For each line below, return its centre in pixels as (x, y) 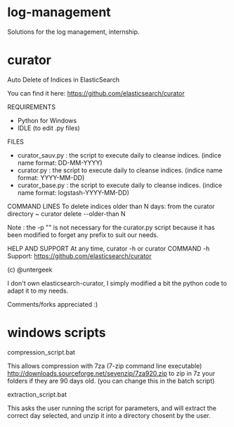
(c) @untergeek (30, 269)
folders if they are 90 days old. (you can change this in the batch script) (111, 381)
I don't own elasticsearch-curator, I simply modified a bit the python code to (117, 283)
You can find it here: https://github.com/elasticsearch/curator (96, 93)
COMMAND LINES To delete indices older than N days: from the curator (111, 206)
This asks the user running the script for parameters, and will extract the (112, 408)
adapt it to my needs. (38, 291)
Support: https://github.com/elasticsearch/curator (79, 256)
